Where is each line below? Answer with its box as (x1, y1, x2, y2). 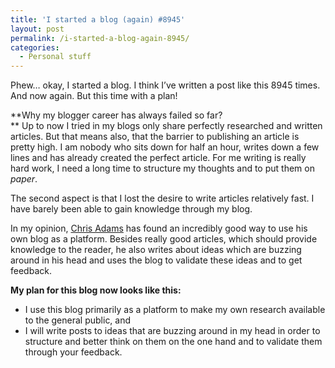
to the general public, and (24, 314, 132, 326)
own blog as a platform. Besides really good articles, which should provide (10, 233, 318, 245)
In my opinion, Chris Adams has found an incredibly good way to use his (10, 222, 308, 235)
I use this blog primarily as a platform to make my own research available (24, 304, 326, 316)
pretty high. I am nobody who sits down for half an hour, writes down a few (10, 141, 320, 153)
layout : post (10, 24, 65, 34)
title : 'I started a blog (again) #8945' (10, 14, 186, 25)
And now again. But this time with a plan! (10, 90, 178, 102)
